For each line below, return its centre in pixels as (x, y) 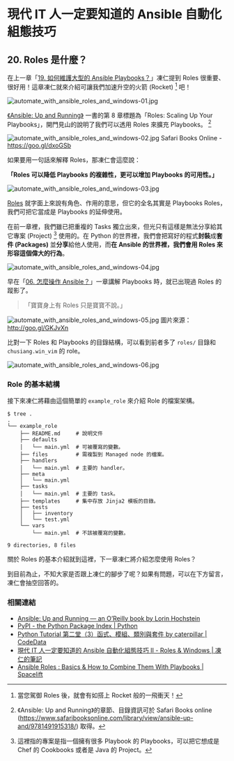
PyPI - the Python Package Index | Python (77, 626)
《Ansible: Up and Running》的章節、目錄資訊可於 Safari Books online (115, 710)
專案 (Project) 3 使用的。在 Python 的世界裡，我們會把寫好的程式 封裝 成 (115, 235)
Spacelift (30, 674)
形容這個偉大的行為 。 (38, 253)
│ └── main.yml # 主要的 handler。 (74, 468)
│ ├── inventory (46, 514)
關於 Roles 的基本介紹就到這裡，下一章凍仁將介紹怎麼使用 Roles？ (102, 559)
